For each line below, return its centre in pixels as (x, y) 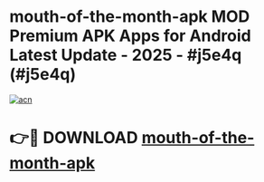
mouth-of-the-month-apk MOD (130, 17)
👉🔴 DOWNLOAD (74, 138)
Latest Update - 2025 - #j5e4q (126, 55)
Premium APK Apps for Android (130, 36)
